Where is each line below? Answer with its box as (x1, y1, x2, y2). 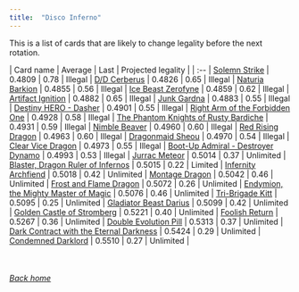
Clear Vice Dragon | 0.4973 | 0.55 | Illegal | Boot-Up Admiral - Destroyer (9, 140, 274, 151)
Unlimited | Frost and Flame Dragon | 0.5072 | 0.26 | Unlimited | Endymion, (9, 178, 284, 188)
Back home (9, 273, 52, 284)
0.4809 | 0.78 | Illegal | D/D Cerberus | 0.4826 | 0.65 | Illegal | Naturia (9, 73, 264, 85)
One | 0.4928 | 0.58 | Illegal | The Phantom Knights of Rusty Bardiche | (9, 112, 269, 122)
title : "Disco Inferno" (9, 13, 102, 22)
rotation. (9, 46, 40, 58)
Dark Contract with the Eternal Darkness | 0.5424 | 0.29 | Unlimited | (9, 225, 262, 237)
